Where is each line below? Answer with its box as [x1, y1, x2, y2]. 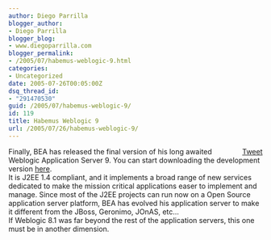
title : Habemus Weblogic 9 [8, 117, 99, 125]
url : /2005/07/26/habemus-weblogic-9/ [8, 124, 139, 133]
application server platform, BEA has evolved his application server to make [8, 198, 260, 208]
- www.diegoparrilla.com [8, 42, 92, 50]
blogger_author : [8, 19, 63, 27]
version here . [8, 163, 52, 174]
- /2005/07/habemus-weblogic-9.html [8, 57, 131, 65]
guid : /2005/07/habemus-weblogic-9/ [8, 102, 131, 110]
